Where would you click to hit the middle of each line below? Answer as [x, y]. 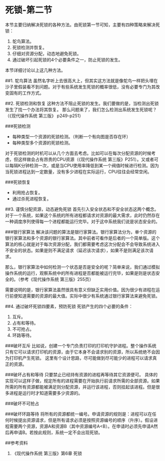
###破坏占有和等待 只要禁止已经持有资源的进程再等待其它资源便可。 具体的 [82, 374]
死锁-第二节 [29, 10]
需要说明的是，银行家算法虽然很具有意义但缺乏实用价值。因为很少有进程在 [80, 290]
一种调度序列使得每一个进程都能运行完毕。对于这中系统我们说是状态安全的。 [82, 221]
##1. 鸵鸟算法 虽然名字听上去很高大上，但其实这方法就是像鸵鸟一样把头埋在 [82, 80]
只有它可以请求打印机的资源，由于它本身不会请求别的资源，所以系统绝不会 [80, 352]
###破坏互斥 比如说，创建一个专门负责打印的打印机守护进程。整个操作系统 [81, 345]
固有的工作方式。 [27, 93]
